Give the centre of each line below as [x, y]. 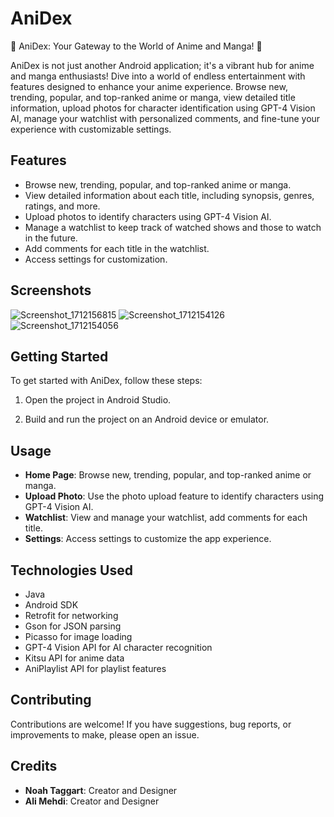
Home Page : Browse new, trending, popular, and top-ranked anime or [168, 475]
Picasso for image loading [78, 636]
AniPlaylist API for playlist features [95, 668]
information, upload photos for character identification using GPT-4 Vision [163, 108]
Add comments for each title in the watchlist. [117, 248]
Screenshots [51, 290]
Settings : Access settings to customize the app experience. [148, 539]
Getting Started [59, 356]
